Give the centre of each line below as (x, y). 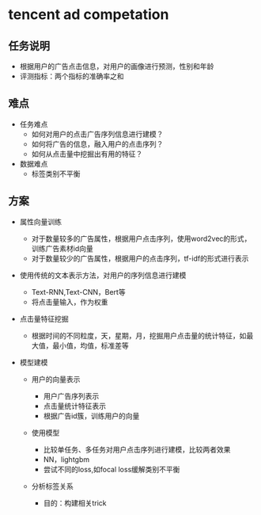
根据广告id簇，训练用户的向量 (91, 416)
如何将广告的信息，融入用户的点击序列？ (97, 143)
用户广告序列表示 (71, 396)
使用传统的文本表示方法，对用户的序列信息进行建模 (103, 275)
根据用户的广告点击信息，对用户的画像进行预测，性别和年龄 (117, 66)
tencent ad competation (89, 15)
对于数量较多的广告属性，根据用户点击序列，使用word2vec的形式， (141, 238)
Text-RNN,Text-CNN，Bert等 (78, 292)
